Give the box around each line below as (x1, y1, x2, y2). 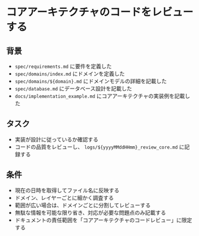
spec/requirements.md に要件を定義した (14, 63, 112, 70)
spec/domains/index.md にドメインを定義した (14, 70, 125, 77)
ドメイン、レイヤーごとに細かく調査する (14, 194, 114, 201)
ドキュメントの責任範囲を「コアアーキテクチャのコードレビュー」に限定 (14, 216, 192, 224)
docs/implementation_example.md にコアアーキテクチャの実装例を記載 (14, 93, 185, 99)
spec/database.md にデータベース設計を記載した (14, 85, 132, 92)
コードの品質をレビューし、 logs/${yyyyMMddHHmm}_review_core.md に (14, 143, 185, 150)
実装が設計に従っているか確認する (14, 136, 99, 143)
